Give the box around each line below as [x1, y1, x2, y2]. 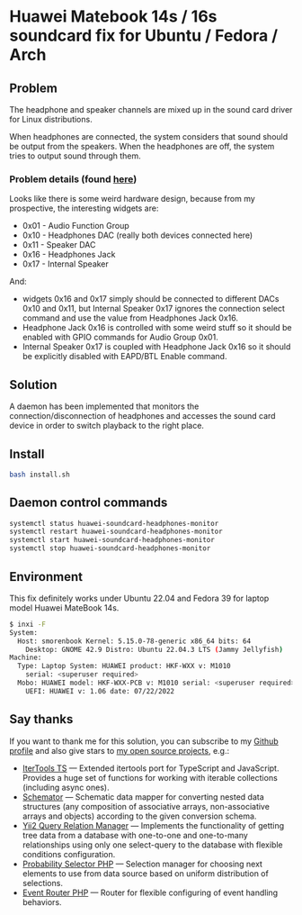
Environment [9, 569, 84, 584]
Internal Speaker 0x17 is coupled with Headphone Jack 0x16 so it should [22, 341, 291, 352]
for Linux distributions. [9, 114, 93, 124]
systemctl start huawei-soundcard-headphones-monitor [9, 536, 216, 545]
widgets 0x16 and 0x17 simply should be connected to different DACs [22, 294, 280, 304]
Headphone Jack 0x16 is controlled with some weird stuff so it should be [22, 322, 292, 333]
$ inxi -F [9, 620, 47, 629]
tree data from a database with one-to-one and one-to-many [22, 829, 249, 840]
